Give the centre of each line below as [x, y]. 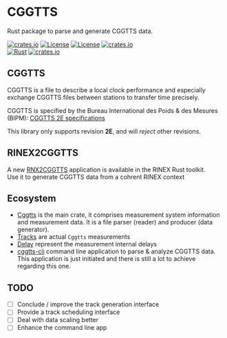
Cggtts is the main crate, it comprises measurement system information [118, 215]
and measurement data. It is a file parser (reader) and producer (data [115, 222]
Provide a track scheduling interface [68, 312]
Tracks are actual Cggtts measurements [74, 237]
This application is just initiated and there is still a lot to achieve [106, 259]
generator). [33, 230]
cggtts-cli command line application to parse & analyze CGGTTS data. [116, 251]
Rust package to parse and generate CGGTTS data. [80, 31]
